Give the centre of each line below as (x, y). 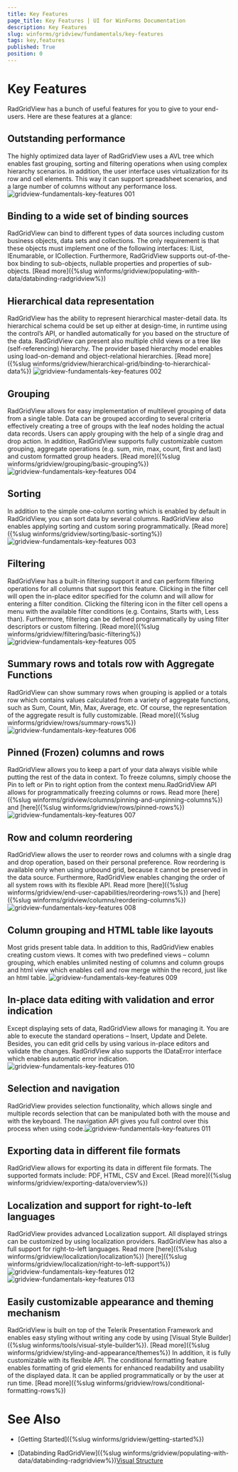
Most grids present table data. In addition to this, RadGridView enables (111, 947)
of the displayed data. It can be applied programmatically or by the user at (116, 1375)
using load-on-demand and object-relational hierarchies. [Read (100, 356)
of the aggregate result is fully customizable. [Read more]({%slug (103, 715)
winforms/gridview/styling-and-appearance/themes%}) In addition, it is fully (119, 1353)
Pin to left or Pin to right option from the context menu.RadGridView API (112, 785)
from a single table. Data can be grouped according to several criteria (109, 418)
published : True (31, 47)
